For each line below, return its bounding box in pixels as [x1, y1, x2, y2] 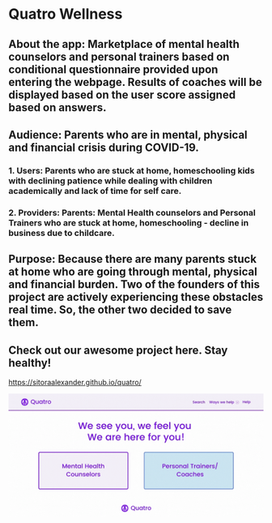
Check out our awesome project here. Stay [8, 343, 228, 357]
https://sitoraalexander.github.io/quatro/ [8, 378, 142, 388]
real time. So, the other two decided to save [8, 303, 232, 317]
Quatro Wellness [8, 5, 123, 24]
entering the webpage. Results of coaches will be [8, 75, 262, 89]
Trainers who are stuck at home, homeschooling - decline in [8, 216, 249, 228]
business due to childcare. [8, 227, 115, 238]
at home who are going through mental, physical [8, 265, 257, 279]
